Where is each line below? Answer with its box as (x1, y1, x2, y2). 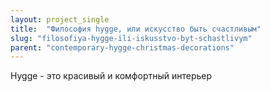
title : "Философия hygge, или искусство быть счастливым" (10, 24, 262, 34)
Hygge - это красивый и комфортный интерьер (10, 70, 213, 82)
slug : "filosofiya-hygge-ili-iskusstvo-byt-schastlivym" (10, 33, 253, 43)
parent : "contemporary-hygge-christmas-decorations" (10, 42, 235, 53)
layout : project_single (10, 14, 110, 25)
